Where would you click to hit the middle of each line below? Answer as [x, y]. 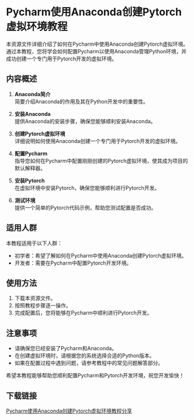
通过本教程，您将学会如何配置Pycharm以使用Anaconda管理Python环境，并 [96, 51]
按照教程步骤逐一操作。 [43, 306]
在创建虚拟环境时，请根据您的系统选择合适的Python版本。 [84, 356]
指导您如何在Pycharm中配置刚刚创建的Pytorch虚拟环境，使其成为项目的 [101, 161]
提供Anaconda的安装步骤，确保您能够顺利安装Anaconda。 [85, 121]
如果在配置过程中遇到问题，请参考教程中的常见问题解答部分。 [89, 363]
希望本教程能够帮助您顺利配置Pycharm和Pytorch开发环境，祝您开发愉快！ [95, 375]
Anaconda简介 [32, 94]
